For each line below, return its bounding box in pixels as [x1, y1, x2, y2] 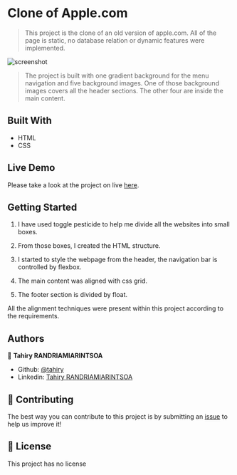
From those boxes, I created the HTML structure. [17, 241, 162, 250]
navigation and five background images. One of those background [24, 78, 219, 87]
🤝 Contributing [7, 393, 74, 405]
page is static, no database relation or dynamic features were [24, 36, 205, 44]
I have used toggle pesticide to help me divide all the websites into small [17, 220, 230, 229]
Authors [7, 333, 45, 345]
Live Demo [7, 162, 56, 174]
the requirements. [7, 312, 60, 320]
